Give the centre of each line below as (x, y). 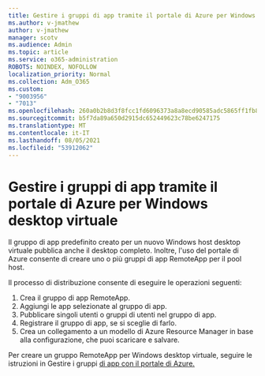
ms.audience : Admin (40, 45)
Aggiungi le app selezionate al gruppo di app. (93, 306)
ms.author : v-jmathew (44, 23)
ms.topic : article (38, 52)
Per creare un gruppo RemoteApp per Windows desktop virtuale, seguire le (130, 355)
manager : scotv (33, 38)
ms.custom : (26, 89)
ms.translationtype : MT (47, 126)
